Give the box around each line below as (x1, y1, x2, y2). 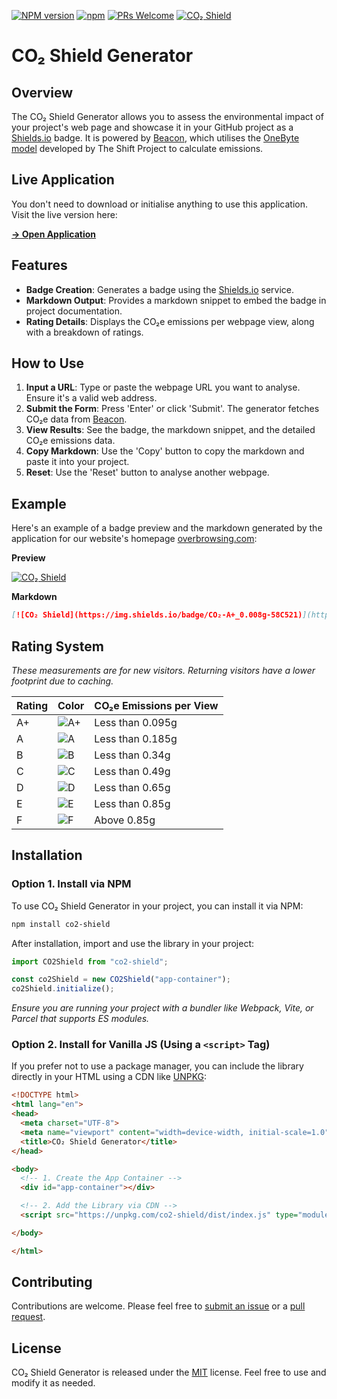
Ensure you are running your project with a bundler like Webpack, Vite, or (11, 1002, 314, 1014)
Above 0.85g (94, 813, 156, 827)
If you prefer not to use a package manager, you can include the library (11, 1060, 304, 1072)
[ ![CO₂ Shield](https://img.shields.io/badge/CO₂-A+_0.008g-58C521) (11, 610, 303, 620)
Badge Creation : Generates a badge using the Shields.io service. (25, 283, 294, 295)
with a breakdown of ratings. (25, 326, 144, 338)
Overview (11, 84, 74, 101)
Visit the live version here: (11, 208, 118, 220)
